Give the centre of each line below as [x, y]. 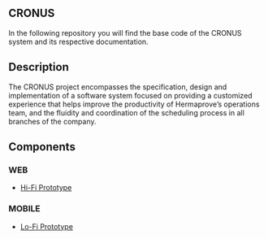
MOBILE [24, 209]
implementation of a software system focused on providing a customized [131, 95]
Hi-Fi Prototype [46, 188]
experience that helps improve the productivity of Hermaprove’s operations [134, 104]
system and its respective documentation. [78, 41]
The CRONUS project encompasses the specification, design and [118, 87]
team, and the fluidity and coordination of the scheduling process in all [127, 112]
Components [42, 147]
